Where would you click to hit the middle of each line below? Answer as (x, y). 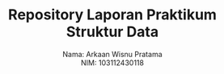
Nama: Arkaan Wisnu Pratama (112, 54)
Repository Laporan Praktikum (112, 15)
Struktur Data (112, 32)
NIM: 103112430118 (112, 63)
